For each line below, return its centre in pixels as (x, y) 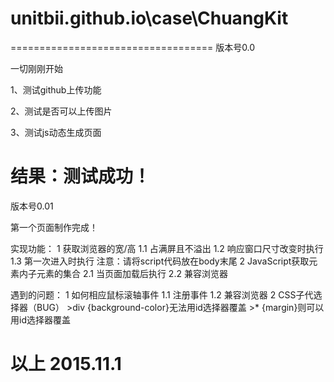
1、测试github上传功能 (56, 89)
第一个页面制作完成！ (54, 227)
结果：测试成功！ (81, 176)
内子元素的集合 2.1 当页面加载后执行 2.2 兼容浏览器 (123, 273)
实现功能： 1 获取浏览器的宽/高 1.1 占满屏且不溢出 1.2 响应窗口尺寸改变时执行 (167, 248)
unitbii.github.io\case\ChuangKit (149, 18)
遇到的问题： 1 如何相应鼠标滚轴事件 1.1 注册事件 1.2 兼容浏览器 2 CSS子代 (162, 294)
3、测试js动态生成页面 (56, 132)
